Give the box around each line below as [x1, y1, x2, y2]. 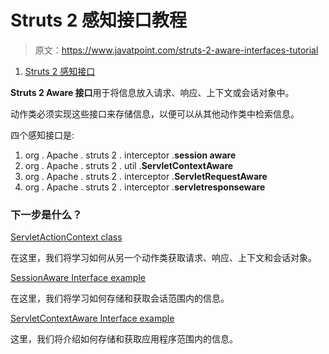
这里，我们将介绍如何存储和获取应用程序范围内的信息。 [10, 333, 238, 345]
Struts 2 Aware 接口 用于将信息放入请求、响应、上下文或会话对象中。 [10, 86, 295, 98]
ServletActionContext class [10, 231, 123, 243]
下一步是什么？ [10, 207, 83, 221]
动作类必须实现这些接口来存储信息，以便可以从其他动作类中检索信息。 [10, 107, 300, 120]
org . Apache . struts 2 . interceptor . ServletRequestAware [24, 170, 268, 182]
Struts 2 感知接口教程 [10, 9, 188, 32]
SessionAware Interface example [10, 272, 146, 284]
